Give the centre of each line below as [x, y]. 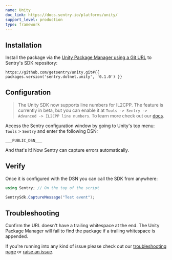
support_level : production [34, 19]
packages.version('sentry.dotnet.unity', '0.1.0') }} [64, 77]
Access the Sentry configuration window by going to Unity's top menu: [80, 126]
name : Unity [18, 10]
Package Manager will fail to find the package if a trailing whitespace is [80, 231]
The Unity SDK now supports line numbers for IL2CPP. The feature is [91, 105]
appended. [17, 236]
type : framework [23, 24]
